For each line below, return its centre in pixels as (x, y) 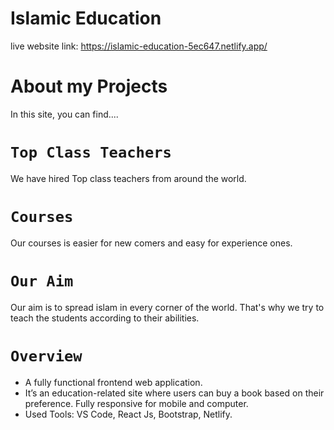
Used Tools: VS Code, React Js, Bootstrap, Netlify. (128, 414)
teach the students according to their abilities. (105, 318)
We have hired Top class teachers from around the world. (128, 178)
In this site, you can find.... (64, 114)
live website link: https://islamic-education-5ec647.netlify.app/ (139, 46)
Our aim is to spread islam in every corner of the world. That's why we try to (167, 307)
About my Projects (89, 86)
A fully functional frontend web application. (113, 382)
